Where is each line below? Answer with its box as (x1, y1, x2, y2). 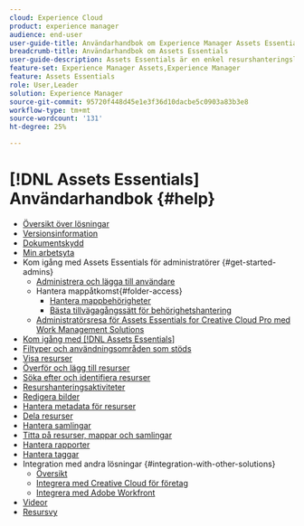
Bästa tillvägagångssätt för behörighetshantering (49, 305, 233, 315)
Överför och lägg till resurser (22, 362, 130, 373)
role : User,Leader (9, 80, 79, 89)
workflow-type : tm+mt (9, 106, 91, 115)
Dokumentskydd (22, 237, 84, 249)
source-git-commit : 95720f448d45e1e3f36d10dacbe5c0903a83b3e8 (9, 97, 249, 107)
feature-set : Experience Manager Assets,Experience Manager (9, 64, 242, 73)
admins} (22, 266, 54, 277)
